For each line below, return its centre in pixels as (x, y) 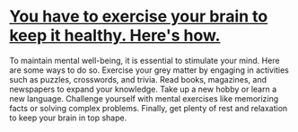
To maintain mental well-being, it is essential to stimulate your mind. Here (145, 60)
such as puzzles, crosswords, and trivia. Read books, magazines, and (138, 79)
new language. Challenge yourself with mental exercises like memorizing (144, 98)
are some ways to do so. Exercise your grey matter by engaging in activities (149, 70)
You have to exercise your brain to (139, 17)
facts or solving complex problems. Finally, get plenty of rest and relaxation (149, 108)
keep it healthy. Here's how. (115, 35)
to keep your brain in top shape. (68, 118)
